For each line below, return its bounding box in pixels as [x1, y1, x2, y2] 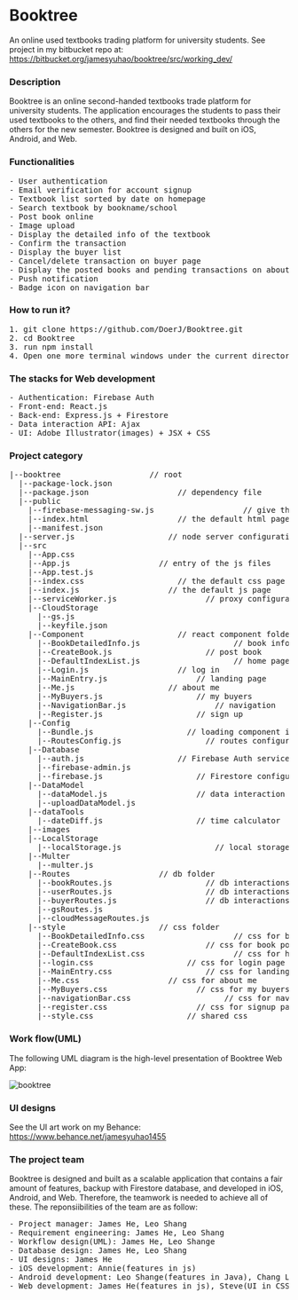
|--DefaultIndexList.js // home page [36, 656, 290, 666]
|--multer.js [36, 860, 94, 871]
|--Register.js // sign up [36, 709, 244, 720]
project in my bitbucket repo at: [9, 43, 124, 54]
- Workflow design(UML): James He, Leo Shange [9, 1237, 216, 1247]
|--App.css [27, 549, 75, 560]
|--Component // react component [27, 629, 263, 640]
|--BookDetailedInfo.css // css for [36, 931, 281, 942]
